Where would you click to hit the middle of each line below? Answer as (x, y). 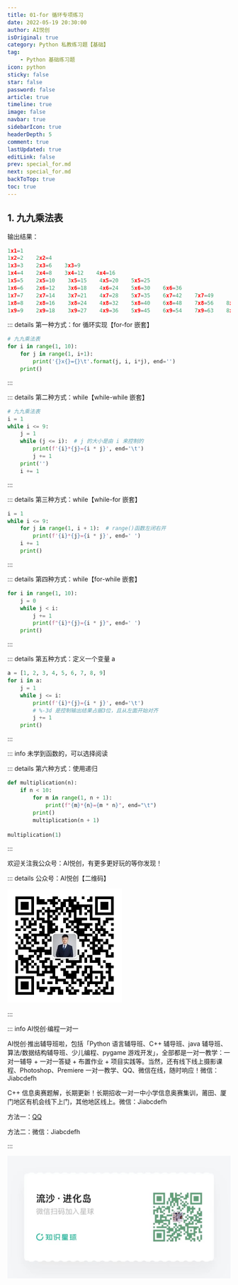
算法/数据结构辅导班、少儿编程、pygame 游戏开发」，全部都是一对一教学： (116, 1053)
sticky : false (28, 74)
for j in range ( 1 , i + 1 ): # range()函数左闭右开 (93, 529)
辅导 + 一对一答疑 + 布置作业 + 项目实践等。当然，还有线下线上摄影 (118, 1061)
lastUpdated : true (34, 149)
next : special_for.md (39, 172)
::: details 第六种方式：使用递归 (52, 769)
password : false (31, 90)
